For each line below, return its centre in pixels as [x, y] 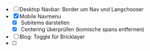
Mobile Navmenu [40, 16]
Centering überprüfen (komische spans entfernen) [82, 30]
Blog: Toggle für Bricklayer [52, 37]
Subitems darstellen [45, 23]
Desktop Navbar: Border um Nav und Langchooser [82, 9]
